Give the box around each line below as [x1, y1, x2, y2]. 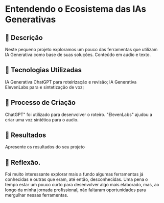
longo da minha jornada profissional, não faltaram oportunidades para [5, 187, 146, 193]
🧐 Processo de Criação [5, 98, 76, 107]
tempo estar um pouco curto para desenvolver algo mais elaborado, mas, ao [5, 182, 160, 188]
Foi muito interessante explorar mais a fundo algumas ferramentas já [5, 171, 143, 177]
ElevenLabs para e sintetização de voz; [5, 84, 84, 90]
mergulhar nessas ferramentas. [5, 192, 69, 198]
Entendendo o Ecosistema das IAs [5, 3, 146, 15]
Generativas [5, 14, 56, 25]
